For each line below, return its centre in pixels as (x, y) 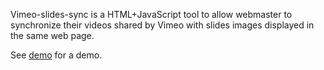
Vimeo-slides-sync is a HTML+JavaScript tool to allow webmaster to (151, 14)
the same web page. (52, 35)
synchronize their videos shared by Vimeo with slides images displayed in (162, 25)
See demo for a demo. (56, 55)
